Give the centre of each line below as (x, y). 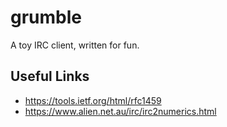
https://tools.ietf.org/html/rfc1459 (93, 100)
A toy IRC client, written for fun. (75, 45)
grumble (46, 17)
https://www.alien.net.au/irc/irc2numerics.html (120, 111)
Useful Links (50, 76)
